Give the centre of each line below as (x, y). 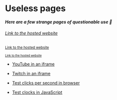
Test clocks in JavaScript (37, 92)
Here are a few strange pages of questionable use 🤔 (59, 22)
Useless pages (35, 8)
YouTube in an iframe (33, 64)
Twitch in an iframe (31, 74)
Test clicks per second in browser (46, 83)
